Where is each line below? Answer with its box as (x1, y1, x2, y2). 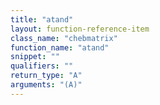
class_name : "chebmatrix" (10, 33, 118, 43)
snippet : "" (10, 52, 60, 62)
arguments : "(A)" (10, 80, 83, 90)
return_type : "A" (10, 71, 83, 81)
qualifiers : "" (10, 61, 74, 71)
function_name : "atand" (10, 42, 110, 53)
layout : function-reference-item (10, 24, 150, 34)
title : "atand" (10, 14, 74, 25)
